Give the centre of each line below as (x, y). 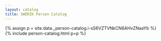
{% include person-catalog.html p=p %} (46, 33)
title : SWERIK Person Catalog (36, 14)
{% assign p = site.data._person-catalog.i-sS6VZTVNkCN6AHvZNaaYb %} (81, 28)
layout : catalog (22, 10)
